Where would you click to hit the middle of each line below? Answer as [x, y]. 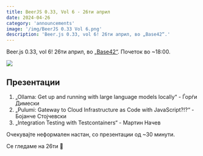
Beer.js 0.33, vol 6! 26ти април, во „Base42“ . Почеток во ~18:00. [88, 52]
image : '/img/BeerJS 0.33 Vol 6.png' [54, 29]
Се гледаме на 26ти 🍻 [35, 146]
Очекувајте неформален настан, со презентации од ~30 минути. [91, 134]
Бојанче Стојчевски [41, 116]
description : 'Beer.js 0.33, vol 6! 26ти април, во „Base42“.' [88, 35]
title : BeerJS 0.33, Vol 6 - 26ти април [59, 12]
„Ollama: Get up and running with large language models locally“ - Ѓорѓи [106, 97]
